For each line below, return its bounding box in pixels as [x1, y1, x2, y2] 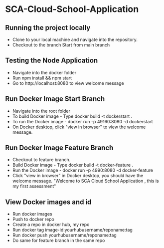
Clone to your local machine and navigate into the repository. [12, 36, 138, 42]
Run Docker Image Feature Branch [5, 144, 114, 152]
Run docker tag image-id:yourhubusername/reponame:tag [12, 227, 133, 233]
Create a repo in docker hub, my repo [12, 222, 90, 228]
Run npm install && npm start [12, 75, 72, 81]
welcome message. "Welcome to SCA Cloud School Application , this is [12, 178, 159, 184]
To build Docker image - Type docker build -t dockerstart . [12, 113, 133, 119]
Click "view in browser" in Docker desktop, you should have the [12, 173, 144, 179]
